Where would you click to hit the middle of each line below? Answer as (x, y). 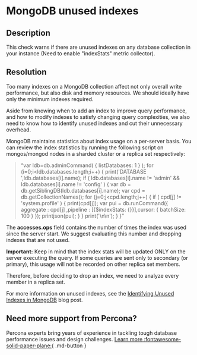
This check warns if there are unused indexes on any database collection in (99, 47)
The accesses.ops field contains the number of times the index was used (96, 227)
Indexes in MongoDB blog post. (45, 300)
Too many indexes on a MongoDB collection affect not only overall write (94, 86)
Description (28, 33)
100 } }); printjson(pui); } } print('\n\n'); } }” (72, 216)
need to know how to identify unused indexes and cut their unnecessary (94, 123)
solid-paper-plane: (29, 345)
